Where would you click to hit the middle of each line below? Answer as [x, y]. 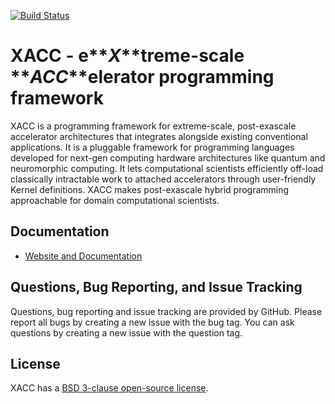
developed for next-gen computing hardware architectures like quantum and [168, 157]
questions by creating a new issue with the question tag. [126, 332]
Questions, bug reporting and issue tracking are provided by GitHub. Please [166, 311]
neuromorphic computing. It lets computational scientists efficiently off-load [167, 168]
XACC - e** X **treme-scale [127, 56]
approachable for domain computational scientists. [115, 200]
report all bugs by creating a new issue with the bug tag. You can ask [152, 322]
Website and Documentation [83, 256]
